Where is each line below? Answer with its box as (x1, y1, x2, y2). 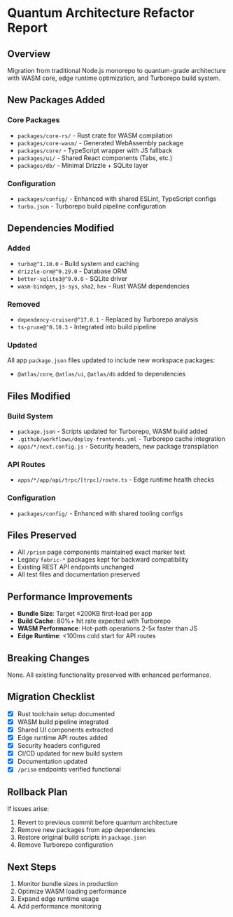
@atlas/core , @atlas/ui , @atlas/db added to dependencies (17, 370, 186, 378)
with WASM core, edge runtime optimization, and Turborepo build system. (7, 74, 220, 82)
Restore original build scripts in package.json (17, 833, 146, 842)
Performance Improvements (7, 591, 133, 602)
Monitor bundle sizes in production (17, 879, 118, 888)
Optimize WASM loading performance (17, 887, 127, 895)
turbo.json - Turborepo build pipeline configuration (17, 202, 167, 210)
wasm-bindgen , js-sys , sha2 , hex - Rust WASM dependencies (17, 282, 190, 290)
